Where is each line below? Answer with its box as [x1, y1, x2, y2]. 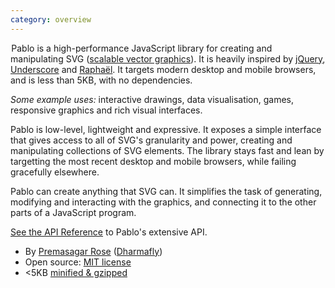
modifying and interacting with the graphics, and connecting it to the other [10, 196, 317, 208]
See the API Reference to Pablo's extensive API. [10, 226, 208, 238]
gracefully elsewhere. [10, 166, 100, 178]
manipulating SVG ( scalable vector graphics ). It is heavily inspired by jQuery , [10, 52, 326, 65]
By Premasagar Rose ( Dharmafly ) [24, 245, 163, 257]
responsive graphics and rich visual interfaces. [10, 104, 203, 116]
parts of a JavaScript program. [10, 206, 137, 218]
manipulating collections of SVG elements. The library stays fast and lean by [10, 144, 325, 156]
